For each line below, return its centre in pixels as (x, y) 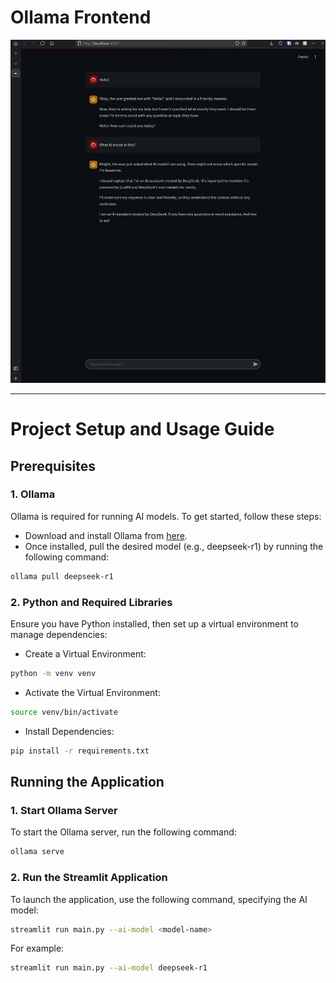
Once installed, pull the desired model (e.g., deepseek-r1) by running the (174, 546)
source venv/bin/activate (64, 712)
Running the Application (87, 782)
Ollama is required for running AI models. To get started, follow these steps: (166, 516)
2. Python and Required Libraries (91, 602)
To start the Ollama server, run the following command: (123, 832)
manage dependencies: (59, 635)
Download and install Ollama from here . (106, 535)
